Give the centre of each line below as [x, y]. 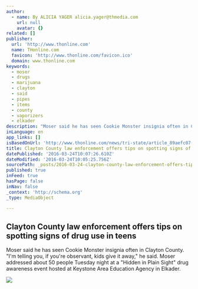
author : [16, 11]
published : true [26, 170]
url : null [29, 22]
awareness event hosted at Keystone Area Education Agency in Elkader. [93, 269]
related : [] [21, 34]
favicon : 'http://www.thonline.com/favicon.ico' [72, 55]
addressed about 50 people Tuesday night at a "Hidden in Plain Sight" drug [97, 263]
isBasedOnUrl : [24, 143]
